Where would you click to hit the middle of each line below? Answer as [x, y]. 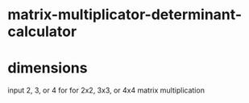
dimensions [48, 68]
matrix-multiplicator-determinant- [125, 15]
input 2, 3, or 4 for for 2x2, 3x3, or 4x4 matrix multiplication [106, 90]
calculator [42, 32]
